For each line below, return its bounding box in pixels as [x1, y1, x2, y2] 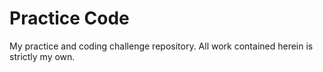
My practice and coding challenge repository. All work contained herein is [9, 40, 314, 52]
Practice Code [9, 7, 130, 30]
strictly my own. [9, 50, 76, 62]
